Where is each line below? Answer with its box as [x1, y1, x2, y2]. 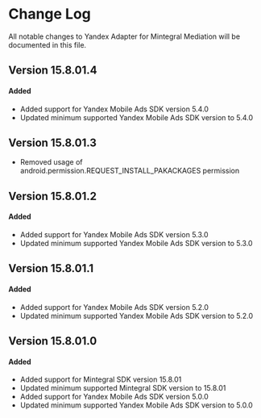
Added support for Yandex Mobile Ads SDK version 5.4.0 [19, 104, 209, 114]
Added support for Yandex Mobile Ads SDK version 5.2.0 [19, 302, 209, 311]
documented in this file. [8, 40, 87, 49]
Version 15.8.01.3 [8, 136, 97, 149]
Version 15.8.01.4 [8, 64, 97, 77]
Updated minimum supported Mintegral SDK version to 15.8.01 [19, 383, 226, 393]
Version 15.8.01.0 [8, 334, 97, 348]
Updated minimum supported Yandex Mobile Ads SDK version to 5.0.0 [19, 400, 254, 410]
